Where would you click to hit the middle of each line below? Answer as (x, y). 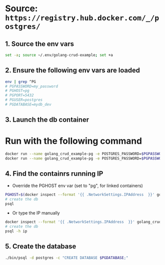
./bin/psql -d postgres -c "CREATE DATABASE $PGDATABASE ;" (67, 258)
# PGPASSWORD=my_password (31, 86)
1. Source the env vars (40, 44)
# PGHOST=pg (17, 91)
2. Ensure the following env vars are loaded (72, 70)
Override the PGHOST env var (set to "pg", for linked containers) (78, 185)
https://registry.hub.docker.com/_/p (82, 18)
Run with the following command (74, 141)
